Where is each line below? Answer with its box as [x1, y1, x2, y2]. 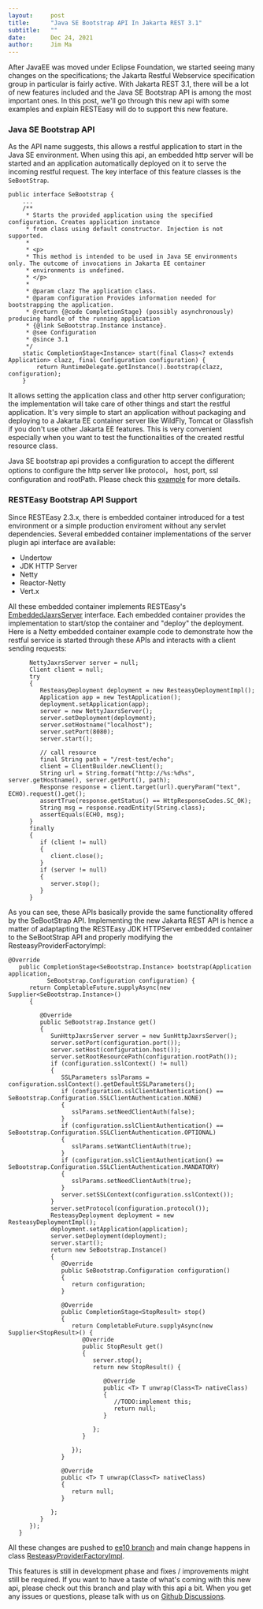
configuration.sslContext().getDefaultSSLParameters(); [8, 1080, 195, 1088]
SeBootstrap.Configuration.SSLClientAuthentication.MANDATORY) [8, 1163, 220, 1171]
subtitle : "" [8, 26, 58, 34]
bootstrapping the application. [8, 301, 114, 309]
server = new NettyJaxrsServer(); [39, 707, 154, 715]
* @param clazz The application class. [25, 287, 157, 296]
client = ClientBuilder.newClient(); [39, 762, 164, 770]
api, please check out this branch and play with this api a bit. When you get [8, 1583, 252, 1592]
